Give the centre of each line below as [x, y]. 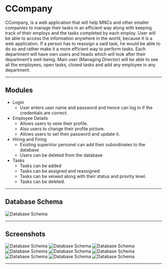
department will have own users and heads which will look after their [75, 54]
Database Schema [34, 202]
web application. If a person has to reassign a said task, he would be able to [83, 43]
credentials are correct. [44, 113]
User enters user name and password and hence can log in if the [86, 107]
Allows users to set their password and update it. [70, 134]
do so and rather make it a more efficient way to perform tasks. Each [75, 49]
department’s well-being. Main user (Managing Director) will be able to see [82, 59]
